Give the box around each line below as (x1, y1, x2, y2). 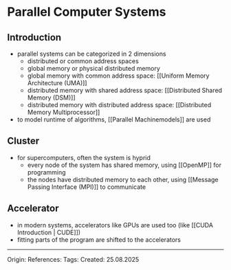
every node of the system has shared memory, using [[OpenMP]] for (27, 161, 222, 169)
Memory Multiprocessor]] (27, 108, 100, 116)
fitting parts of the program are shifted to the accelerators (16, 235, 181, 244)
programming (27, 168, 67, 176)
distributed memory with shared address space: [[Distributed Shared (27, 87, 222, 94)
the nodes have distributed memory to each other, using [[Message (27, 175, 219, 183)
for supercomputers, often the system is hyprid (16, 153, 151, 161)
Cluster (7, 135, 40, 147)
